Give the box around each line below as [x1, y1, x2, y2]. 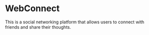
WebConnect [5, 3, 60, 14]
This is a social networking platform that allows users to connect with [5, 19, 145, 25]
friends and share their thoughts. [5, 24, 71, 30]
